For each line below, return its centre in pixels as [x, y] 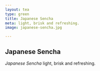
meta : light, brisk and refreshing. [42, 23]
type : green [17, 14]
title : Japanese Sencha [29, 18]
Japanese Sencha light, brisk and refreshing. [50, 63]
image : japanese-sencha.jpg [34, 28]
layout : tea [17, 9]
